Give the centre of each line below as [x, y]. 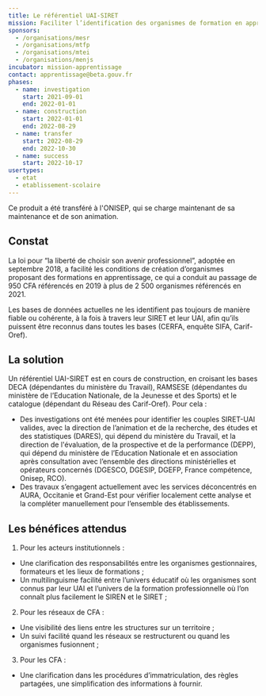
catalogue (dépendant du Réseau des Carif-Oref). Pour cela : [108, 404]
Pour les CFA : [43, 660]
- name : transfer [44, 133]
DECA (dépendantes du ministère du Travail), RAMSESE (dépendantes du [128, 387]
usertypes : [26, 171]
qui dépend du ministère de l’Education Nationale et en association [129, 453]
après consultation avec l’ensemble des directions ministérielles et [128, 462]
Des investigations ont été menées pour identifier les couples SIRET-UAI [137, 419]
